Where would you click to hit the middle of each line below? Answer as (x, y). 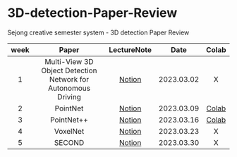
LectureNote (130, 49)
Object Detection (69, 70)
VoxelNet (69, 131)
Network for (69, 79)
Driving (69, 96)
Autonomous (69, 88)
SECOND (69, 142)
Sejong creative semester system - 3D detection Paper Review (98, 32)
